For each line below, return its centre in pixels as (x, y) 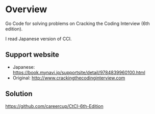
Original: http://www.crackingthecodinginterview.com (69, 78)
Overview (26, 9)
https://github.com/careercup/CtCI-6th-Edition (54, 106)
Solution (19, 94)
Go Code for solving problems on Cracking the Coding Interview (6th (77, 23)
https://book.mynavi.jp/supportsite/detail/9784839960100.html (79, 72)
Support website (32, 55)
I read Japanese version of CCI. (38, 39)
